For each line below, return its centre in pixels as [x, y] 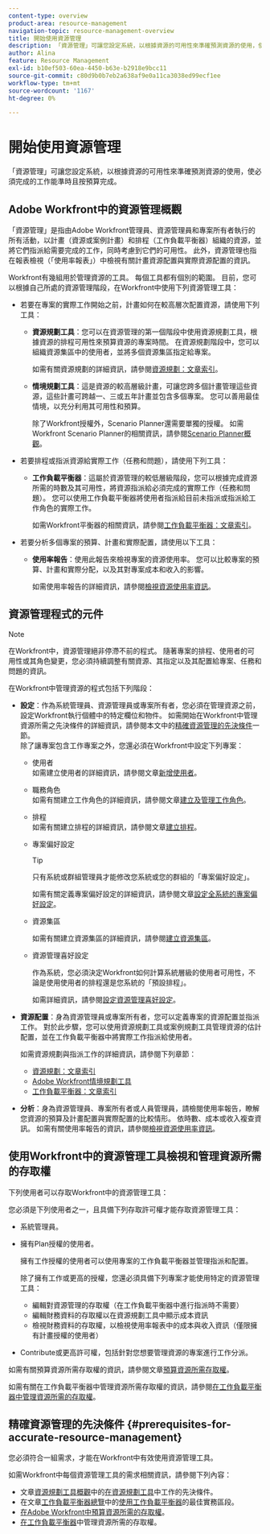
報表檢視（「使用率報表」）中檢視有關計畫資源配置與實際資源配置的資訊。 [135, 260]
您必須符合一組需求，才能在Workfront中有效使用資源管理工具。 [113, 1458]
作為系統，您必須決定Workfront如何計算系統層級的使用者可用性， [140, 972]
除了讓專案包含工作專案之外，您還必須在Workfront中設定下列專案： [131, 745]
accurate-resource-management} [95, 1438]
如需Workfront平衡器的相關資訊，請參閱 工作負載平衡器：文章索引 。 [143, 525]
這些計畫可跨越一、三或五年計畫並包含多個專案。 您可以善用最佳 [153, 396]
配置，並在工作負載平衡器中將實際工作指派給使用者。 [108, 1036]
